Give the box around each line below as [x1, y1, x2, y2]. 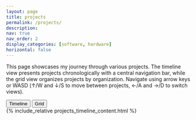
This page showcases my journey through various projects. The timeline [6, 63, 181, 70]
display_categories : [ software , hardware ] [6, 42, 112, 48]
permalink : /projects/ [6, 19, 62, 25]
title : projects [6, 14, 46, 20]
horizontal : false [6, 47, 51, 53]
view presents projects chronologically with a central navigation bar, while [6, 69, 185, 76]
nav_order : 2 [6, 36, 38, 42]
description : [6, 25, 38, 31]
